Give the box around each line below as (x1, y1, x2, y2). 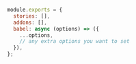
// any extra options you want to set (19, 38, 130, 45)
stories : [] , (13, 12, 51, 20)
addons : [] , (13, 19, 48, 26)
